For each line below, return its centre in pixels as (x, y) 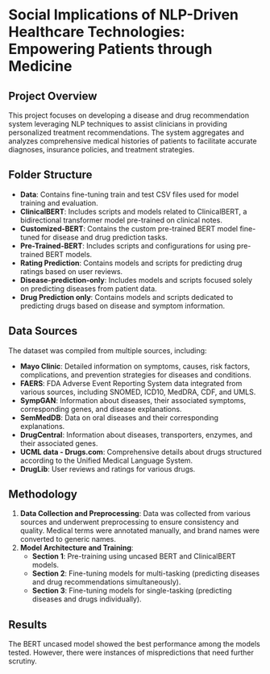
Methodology (43, 495)
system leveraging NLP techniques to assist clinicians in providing (118, 124)
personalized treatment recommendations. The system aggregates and (126, 132)
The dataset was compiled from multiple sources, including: (108, 350)
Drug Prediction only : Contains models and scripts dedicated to (127, 297)
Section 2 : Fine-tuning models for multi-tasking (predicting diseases (146, 573)
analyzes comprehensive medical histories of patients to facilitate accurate (133, 141)
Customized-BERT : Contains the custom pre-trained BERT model (129, 228)
